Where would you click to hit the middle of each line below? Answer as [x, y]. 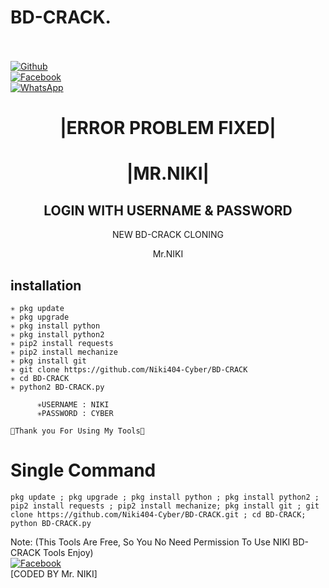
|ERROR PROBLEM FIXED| [168, 128]
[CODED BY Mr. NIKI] [54, 573]
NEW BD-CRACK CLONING [168, 235]
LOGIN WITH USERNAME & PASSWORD [168, 210]
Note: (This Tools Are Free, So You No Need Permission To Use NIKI [150, 542]
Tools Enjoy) [68, 552]
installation [46, 285]
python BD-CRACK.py [51, 523]
